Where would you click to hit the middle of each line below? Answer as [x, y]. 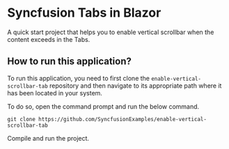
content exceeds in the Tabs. [49, 39]
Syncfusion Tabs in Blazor [84, 13]
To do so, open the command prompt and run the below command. [103, 107]
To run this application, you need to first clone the [79, 78]
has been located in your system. [55, 93]
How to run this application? [70, 62]
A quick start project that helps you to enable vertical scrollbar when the [111, 32]
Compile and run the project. [48, 138]
